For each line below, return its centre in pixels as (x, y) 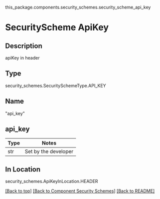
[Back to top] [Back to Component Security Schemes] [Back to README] (80, 191)
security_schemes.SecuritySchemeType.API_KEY (56, 85)
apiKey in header (22, 58)
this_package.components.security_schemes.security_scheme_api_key (78, 7)
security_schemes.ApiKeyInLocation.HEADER (52, 181)
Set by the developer (49, 151)
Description (24, 46)
